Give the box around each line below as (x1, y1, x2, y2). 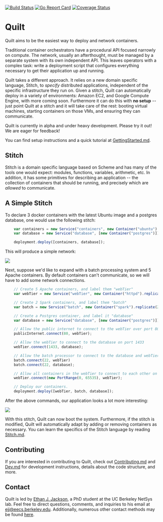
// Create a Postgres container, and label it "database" (14, 313, 133, 318)
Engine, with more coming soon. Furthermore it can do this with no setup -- (5, 98, 157, 104)
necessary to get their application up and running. (5, 68, 105, 73)
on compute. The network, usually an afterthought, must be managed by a (5, 52, 154, 58)
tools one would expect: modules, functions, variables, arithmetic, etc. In (5, 169, 150, 175)
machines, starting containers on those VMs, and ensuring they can (5, 108, 141, 114)
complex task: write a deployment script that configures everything (5, 62, 139, 68)
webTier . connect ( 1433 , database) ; (14, 345, 83, 349)
